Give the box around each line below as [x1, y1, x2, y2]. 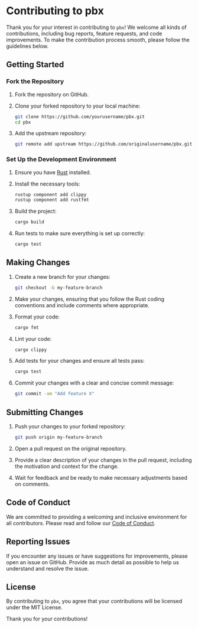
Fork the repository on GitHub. [14, 90, 89, 98]
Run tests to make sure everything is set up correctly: [14, 230, 145, 237]
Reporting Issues [6, 536, 70, 547]
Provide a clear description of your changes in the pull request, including [14, 456, 192, 463]
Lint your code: [14, 335, 52, 342]
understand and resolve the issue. [6, 565, 89, 572]
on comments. [14, 480, 50, 487]
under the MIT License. [6, 604, 63, 611]
